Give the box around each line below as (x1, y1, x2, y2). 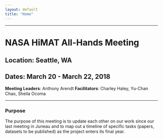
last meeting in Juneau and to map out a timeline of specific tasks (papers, (5, 124, 154, 129)
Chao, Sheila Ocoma (5, 91, 46, 96)
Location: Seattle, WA (5, 56, 72, 64)
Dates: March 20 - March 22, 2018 (5, 73, 111, 81)
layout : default (5, 7, 38, 12)
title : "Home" (5, 12, 34, 16)
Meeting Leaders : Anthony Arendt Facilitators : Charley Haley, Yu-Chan (5, 85, 148, 91)
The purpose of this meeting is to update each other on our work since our (5, 118, 154, 124)
